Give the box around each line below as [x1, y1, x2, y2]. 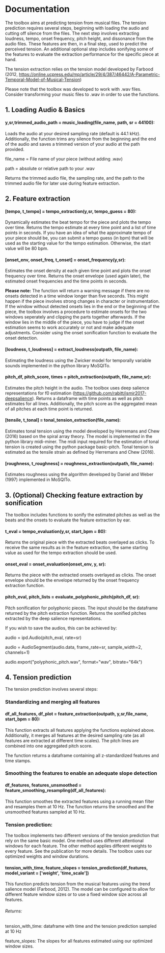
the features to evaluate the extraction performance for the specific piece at [5, 51, 159, 57]
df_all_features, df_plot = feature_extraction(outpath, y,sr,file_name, [5, 711, 148, 716]
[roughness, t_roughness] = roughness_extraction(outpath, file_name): [5, 460, 154, 466]
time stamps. [5, 757, 31, 763]
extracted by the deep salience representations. [5, 615, 102, 621]
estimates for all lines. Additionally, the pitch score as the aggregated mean [5, 400, 158, 406]
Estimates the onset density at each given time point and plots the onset [5, 268, 151, 274]
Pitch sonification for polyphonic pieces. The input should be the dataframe [5, 605, 158, 611]
